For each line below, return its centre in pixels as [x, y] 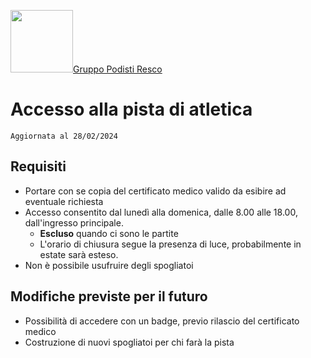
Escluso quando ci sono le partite [109, 233]
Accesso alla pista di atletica [131, 109]
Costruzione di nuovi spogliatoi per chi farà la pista [129, 342]
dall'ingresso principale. [74, 222]
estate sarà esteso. [79, 254]
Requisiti [38, 166]
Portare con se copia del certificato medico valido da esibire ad [155, 191]
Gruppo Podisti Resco [118, 69]
